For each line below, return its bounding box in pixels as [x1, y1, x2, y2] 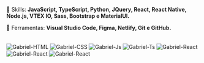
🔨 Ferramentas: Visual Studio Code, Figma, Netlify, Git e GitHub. [6, 24, 172, 31]
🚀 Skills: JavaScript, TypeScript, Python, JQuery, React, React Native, [6, 6, 187, 13]
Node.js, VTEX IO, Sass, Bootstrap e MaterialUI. [6, 12, 130, 20]
